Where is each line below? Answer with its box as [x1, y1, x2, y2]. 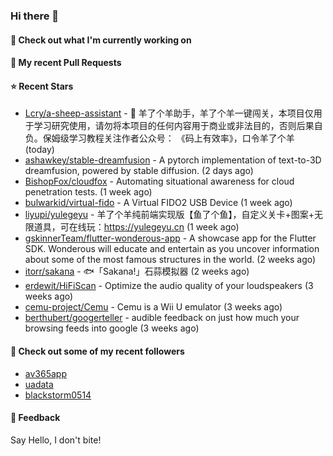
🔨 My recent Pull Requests [10, 57, 122, 69]
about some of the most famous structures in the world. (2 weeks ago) [24, 254, 317, 266]
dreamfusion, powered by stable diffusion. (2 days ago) [24, 165, 254, 177]
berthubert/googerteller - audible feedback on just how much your [24, 312, 300, 324]
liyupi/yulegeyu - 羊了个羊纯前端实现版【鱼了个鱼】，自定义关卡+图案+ [24, 209, 315, 221]
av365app [24, 367, 67, 379]
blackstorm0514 [24, 389, 92, 401]
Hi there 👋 [10, 9, 60, 23]
